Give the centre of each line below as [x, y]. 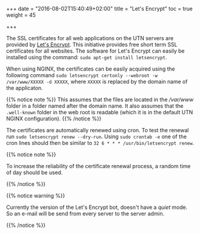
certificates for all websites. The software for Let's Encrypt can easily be [96, 51]
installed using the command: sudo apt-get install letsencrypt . [87, 57]
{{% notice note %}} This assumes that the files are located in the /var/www [100, 99]
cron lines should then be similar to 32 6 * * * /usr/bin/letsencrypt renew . [100, 143]
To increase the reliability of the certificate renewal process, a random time [99, 166]
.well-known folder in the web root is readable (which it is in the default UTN [99, 112]
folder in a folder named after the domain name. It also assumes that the [95, 106]
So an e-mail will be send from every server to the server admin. [85, 214]
